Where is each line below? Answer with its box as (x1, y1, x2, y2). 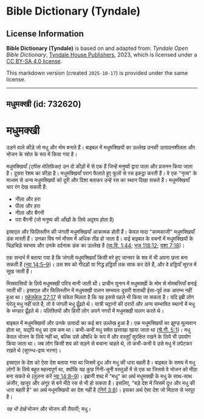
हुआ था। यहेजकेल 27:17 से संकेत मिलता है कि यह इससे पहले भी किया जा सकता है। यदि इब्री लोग (6, 294, 194, 301)
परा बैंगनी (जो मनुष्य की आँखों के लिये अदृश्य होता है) (15, 216, 114, 223)
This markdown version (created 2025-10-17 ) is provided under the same (6, 69, 188, 77)
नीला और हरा (15, 196, 41, 203)
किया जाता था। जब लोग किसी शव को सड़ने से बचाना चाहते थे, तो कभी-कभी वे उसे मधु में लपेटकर (6, 340, 192, 347)
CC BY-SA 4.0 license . (6, 58, 63, 64)
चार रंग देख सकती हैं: (6, 184, 47, 191)
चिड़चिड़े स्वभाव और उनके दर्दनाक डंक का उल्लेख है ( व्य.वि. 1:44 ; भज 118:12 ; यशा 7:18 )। (6, 242, 185, 249)
